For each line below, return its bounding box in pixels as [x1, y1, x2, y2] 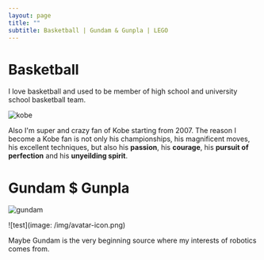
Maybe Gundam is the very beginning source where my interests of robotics [8, 235, 257, 246]
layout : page [8, 11, 52, 20]
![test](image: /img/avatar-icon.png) [8, 220, 126, 230]
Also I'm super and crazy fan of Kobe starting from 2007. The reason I [8, 126, 236, 136]
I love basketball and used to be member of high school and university [8, 86, 238, 96]
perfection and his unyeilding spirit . [8, 151, 128, 161]
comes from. [8, 244, 50, 254]
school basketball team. [8, 95, 86, 105]
